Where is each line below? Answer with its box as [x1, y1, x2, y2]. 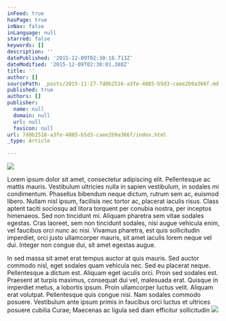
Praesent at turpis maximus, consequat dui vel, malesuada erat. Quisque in [7, 276, 218, 285]
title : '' [7, 67, 36, 74]
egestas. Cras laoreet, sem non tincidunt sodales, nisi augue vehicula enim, [7, 219, 220, 227]
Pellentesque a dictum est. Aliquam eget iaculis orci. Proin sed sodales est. [7, 269, 218, 277]
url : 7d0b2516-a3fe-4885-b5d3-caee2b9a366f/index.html [7, 131, 167, 138]
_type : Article [7, 138, 51, 145]
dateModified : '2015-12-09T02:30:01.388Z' [7, 61, 130, 68]
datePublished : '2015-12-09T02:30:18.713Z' [7, 55, 134, 62]
